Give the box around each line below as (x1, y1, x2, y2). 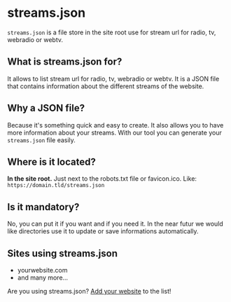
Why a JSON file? (7, 102, 85, 114)
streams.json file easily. (7, 135, 76, 144)
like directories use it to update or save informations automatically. (7, 227, 199, 235)
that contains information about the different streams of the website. (7, 82, 204, 90)
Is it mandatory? (7, 201, 80, 213)
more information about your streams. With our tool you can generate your (7, 128, 222, 137)
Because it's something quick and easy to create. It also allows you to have (7, 121, 224, 129)
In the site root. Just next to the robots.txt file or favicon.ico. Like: (7, 174, 197, 183)
